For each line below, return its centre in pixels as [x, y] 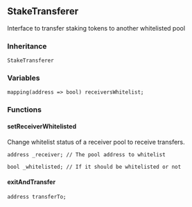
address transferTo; [37, 197]
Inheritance [27, 46]
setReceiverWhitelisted [42, 126]
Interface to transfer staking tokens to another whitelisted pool [96, 28]
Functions [24, 110]
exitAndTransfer [32, 182]
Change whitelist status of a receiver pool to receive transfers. [96, 142]
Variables [24, 78]
